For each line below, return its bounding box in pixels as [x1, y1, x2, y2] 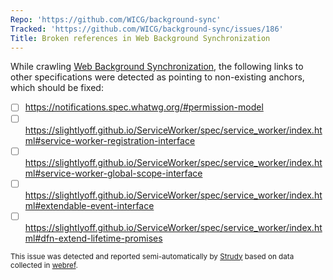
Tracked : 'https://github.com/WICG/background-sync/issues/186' [10, 24, 284, 34]
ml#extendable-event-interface [24, 199, 155, 211]
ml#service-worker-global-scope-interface [24, 167, 203, 179]
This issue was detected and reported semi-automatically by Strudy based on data [10, 251, 295, 261]
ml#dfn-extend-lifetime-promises [24, 232, 163, 244]
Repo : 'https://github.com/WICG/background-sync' [10, 14, 222, 25]
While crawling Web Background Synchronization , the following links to [10, 61, 304, 73]
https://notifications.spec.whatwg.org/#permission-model [24, 101, 264, 113]
